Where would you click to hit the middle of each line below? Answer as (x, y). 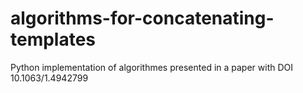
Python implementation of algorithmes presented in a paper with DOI (152, 67)
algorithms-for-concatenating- (142, 18)
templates (53, 39)
